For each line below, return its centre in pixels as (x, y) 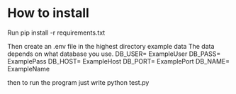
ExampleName (29, 69)
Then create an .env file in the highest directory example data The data (111, 46)
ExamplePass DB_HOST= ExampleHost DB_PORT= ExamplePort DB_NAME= (119, 61)
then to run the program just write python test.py (78, 82)
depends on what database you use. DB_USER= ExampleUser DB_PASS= (114, 54)
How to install (49, 13)
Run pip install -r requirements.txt (56, 33)
